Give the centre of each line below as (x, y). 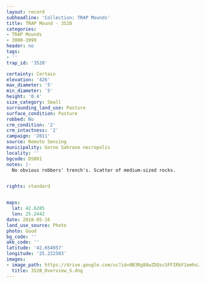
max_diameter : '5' (30, 85)
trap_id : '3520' (27, 63)
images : (16, 259)
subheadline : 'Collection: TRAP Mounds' (59, 18)
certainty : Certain (31, 74)
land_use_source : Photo (37, 225)
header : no (20, 46)
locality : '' (23, 153)
